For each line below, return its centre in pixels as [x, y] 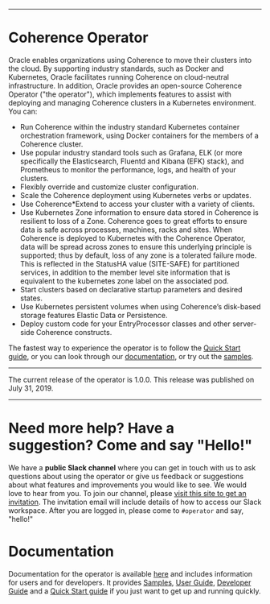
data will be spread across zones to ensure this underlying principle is [136, 246]
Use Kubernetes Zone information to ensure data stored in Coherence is [139, 212]
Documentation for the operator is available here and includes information [131, 573]
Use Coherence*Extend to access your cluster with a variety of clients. [137, 204]
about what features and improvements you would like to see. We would [128, 485]
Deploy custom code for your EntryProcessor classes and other [125, 324]
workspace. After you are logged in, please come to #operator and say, [126, 510]
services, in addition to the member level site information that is [125, 272]
